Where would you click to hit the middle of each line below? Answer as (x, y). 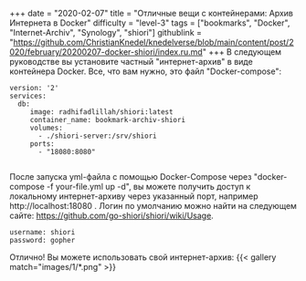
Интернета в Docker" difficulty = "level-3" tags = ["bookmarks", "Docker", (150, 23)
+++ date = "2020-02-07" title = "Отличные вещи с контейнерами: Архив (152, 13)
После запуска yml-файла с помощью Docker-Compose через (131, 177)
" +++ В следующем (242, 52)
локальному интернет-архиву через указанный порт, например (134, 196)
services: (28, 96)
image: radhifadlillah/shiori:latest (101, 112)
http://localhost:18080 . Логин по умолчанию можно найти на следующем (153, 206)
